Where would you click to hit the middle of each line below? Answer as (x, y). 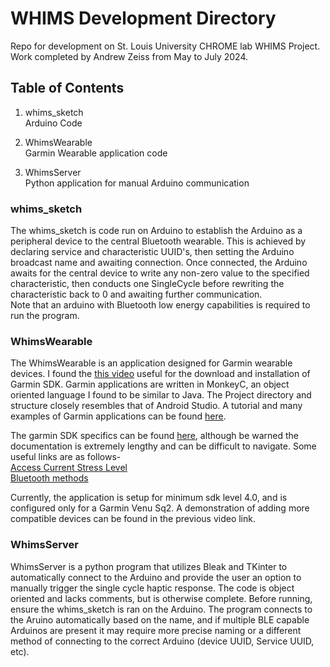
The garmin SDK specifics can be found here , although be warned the (155, 436)
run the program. (45, 316)
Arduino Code (53, 123)
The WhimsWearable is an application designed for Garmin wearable (151, 363)
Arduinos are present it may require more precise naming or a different (156, 630)
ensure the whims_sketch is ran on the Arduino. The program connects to (161, 609)
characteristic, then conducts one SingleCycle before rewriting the (147, 284)
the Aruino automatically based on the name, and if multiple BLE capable (160, 619)
